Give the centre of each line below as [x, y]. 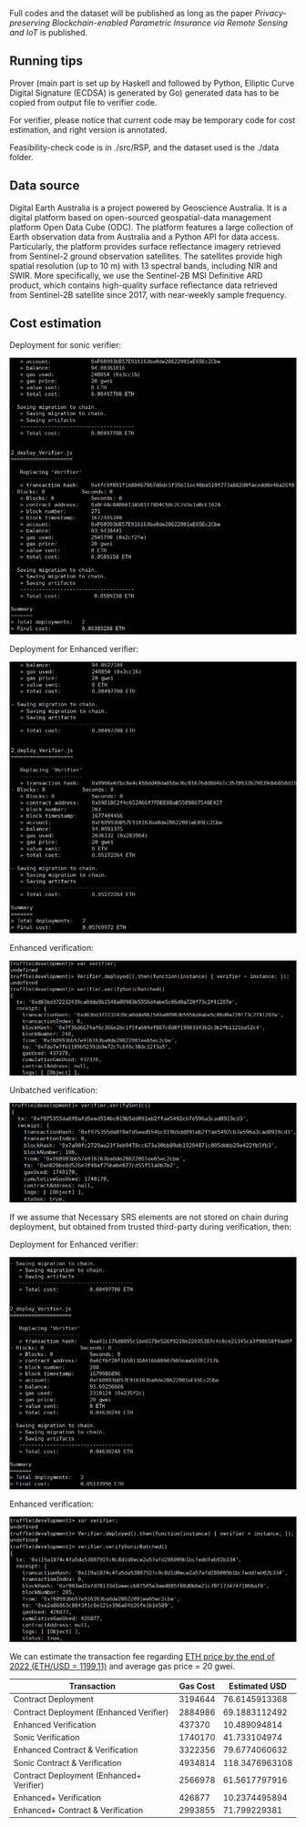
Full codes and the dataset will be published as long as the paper [131, 13]
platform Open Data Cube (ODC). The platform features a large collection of [152, 227]
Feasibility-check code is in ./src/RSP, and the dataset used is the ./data [144, 147]
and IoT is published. [49, 32]
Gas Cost [197, 1686]
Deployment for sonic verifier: [65, 345]
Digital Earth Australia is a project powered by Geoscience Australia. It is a [148, 208]
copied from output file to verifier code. [83, 102]
